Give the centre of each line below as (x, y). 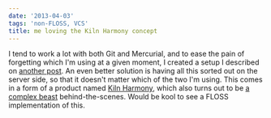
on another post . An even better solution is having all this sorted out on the (133, 71)
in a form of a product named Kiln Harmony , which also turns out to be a (129, 88)
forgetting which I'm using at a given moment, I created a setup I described (134, 62)
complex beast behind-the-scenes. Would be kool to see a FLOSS (118, 97)
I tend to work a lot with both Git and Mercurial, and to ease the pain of (127, 54)
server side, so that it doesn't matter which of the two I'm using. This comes (135, 80)
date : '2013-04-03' (41, 16)
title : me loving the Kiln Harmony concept (83, 31)
